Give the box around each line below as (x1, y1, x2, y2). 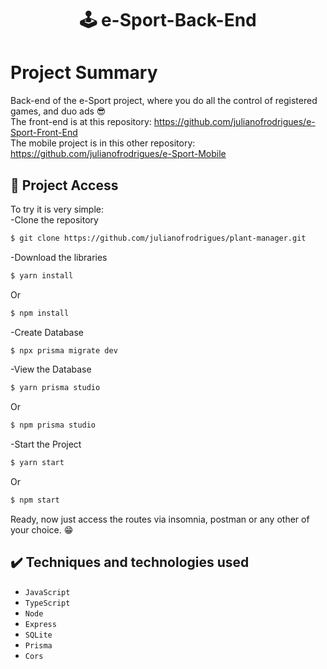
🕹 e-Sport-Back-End (79, 9, 257, 32)
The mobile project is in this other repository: (10, 137, 196, 149)
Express (24, 619, 57, 629)
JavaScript (24, 587, 71, 597)
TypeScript (24, 598, 71, 608)
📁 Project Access (10, 177, 119, 194)
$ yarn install (10, 270, 74, 281)
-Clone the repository (10, 213, 99, 226)
